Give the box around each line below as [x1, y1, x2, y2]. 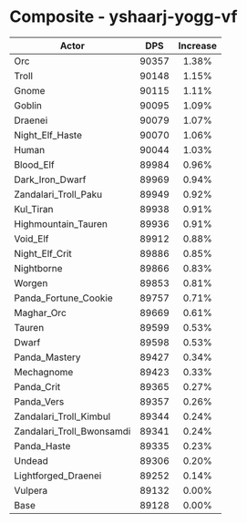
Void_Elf [14, 232, 49, 245]
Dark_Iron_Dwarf [14, 173, 87, 186]
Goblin [14, 98, 43, 111]
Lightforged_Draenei [14, 469, 102, 482]
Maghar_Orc [14, 306, 67, 319]
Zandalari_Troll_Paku [14, 188, 103, 200]
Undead [14, 454, 48, 467]
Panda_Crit [14, 380, 61, 393]
